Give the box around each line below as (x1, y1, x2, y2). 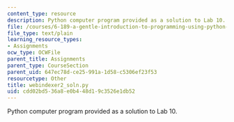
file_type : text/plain (7, 29, 73, 37)
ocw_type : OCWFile (7, 49, 61, 56)
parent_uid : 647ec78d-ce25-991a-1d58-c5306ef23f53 (7, 68, 157, 75)
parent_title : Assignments (7, 56, 86, 63)
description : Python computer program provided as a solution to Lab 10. (7, 17, 226, 24)
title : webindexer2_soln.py (7, 82, 89, 89)
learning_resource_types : (7, 36, 82, 43)
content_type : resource (7, 10, 77, 17)
